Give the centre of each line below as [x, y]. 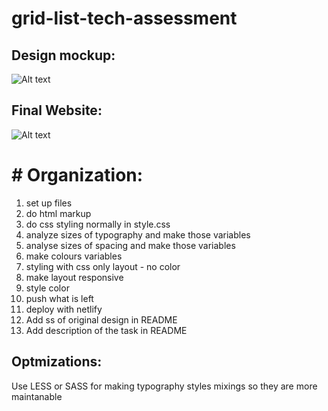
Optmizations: [57, 362]
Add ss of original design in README [101, 319]
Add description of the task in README [106, 330]
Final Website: [57, 110]
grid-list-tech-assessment [124, 18]
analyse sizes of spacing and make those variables [130, 245]
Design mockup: [63, 55]
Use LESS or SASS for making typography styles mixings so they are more [164, 386]
